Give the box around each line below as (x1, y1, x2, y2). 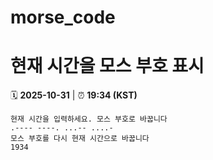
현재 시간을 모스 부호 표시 (10, 55, 205, 78)
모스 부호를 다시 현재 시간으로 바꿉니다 (10, 134, 150, 144)
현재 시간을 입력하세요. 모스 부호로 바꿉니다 (10, 114, 168, 125)
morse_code (10, 6, 116, 29)
